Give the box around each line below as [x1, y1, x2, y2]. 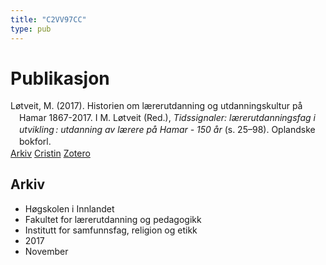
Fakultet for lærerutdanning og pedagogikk [24, 213, 202, 225]
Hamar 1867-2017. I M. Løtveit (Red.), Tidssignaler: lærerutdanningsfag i [19, 112, 316, 124]
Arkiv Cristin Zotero [10, 147, 91, 159]
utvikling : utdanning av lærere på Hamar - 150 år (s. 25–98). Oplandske [19, 124, 316, 136]
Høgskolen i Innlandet [24, 202, 115, 215]
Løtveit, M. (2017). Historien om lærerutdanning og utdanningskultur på [10, 100, 303, 112]
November [24, 245, 69, 257]
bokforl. [19, 136, 52, 148]
